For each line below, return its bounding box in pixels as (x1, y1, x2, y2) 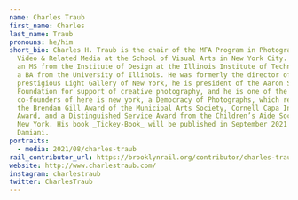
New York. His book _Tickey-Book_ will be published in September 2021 (17, 120, 288, 129)
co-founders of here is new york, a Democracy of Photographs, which (17, 95, 279, 104)
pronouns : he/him (9, 37, 74, 47)
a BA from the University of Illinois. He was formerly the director (17, 71, 279, 80)
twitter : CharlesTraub (9, 178, 93, 187)
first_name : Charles (9, 21, 86, 30)
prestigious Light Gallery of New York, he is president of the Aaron (17, 79, 284, 88)
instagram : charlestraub (9, 169, 101, 178)
